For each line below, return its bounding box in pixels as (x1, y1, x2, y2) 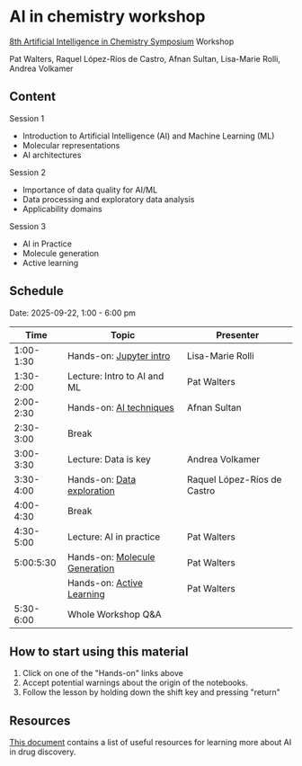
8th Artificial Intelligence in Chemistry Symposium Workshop (9, 36, 235, 47)
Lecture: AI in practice (67, 530, 161, 543)
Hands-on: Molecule (67, 550, 155, 563)
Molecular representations (22, 139, 120, 150)
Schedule (9, 283, 65, 298)
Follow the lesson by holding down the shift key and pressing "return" (22, 687, 280, 698)
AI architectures (22, 149, 82, 160)
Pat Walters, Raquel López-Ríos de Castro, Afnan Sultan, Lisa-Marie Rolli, (9, 53, 281, 64)
